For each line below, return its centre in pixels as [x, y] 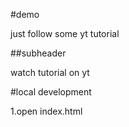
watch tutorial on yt [50, 72]
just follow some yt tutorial [65, 33]
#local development [51, 92]
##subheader [38, 53]
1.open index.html [46, 111]
